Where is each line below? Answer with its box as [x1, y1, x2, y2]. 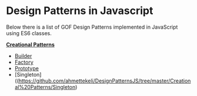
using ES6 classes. [6, 29, 52, 36]
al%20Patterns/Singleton [14, 83, 76, 90]
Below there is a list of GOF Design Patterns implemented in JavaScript [6, 23, 178, 30]
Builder [14, 52, 32, 59]
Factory [14, 59, 34, 66]
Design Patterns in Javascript [6, 4, 153, 18]
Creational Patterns [6, 41, 55, 48]
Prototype [14, 64, 39, 71]
